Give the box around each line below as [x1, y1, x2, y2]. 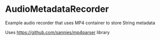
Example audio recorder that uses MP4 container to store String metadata [5, 20, 156, 26]
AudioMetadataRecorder [5, 3, 109, 15]
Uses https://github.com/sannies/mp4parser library [5, 29, 110, 35]
